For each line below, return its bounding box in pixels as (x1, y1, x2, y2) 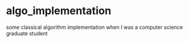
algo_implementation (6, 4, 112, 18)
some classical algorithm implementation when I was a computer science (6, 24, 183, 31)
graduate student (6, 29, 48, 37)
